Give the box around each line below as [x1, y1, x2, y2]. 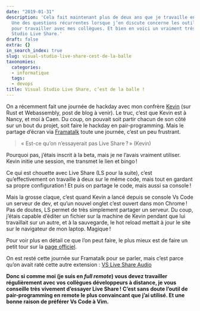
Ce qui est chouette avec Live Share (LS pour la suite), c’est [6, 169, 153, 176]
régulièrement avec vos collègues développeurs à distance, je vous [6, 279, 177, 286]
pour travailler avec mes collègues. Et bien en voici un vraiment [11, 25, 183, 32]
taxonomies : [6, 58, 36, 64]
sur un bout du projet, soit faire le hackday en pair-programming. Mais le [6, 122, 184, 129]
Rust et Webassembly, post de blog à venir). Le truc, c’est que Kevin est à [6, 109, 186, 116]
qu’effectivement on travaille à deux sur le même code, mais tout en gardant [6, 175, 193, 183]
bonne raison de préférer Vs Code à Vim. [6, 298, 109, 305]
